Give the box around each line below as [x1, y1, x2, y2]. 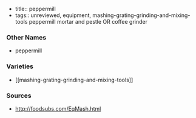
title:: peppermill [15, 5, 56, 12]
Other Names [6, 33, 47, 41]
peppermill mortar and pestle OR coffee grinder [29, 18, 147, 25]
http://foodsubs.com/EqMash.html [15, 105, 101, 112]
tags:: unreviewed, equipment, [15, 12, 92, 19]
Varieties [6, 62, 33, 71]
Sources [6, 91, 32, 100]
